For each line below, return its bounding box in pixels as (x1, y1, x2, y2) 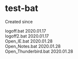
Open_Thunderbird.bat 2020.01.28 (5, 48, 73, 54)
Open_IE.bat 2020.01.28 (5, 38, 53, 44)
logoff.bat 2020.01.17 (5, 28, 46, 34)
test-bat (5, 3, 39, 14)
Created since (5, 19, 33, 24)
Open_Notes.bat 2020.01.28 (5, 43, 61, 49)
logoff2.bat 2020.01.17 (5, 33, 49, 39)
